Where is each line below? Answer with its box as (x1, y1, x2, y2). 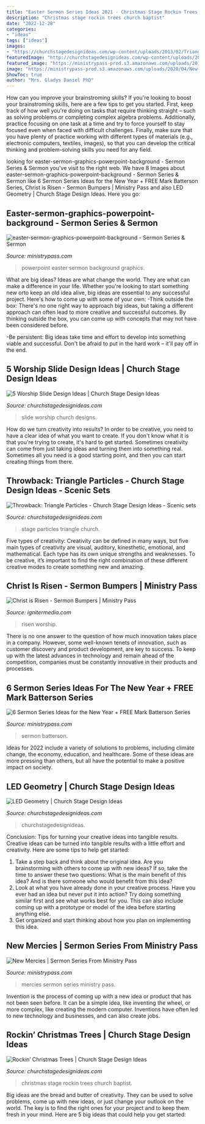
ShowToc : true (6, 72, 43, 78)
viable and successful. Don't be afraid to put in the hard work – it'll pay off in (6, 340, 198, 347)
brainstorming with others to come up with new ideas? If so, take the (15, 865, 188, 872)
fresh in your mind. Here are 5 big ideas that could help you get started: (6, 1111, 186, 1118)
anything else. (15, 910, 51, 917)
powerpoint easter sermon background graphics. (21, 264, 145, 271)
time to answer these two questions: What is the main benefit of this (15, 871, 187, 878)
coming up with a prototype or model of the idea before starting (15, 904, 176, 910)
